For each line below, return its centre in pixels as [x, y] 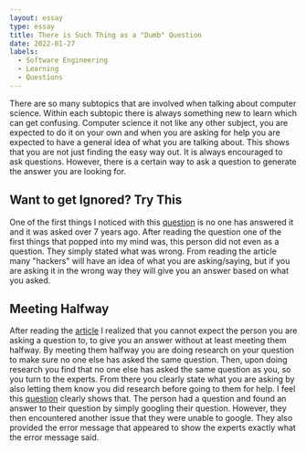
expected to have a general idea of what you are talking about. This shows [150, 142]
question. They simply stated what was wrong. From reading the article [143, 251]
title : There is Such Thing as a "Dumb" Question [106, 35]
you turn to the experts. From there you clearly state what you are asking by [152, 379]
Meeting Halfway [59, 308]
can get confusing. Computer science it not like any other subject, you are [149, 122]
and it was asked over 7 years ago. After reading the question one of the [145, 231]
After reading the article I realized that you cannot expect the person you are [153, 331]
